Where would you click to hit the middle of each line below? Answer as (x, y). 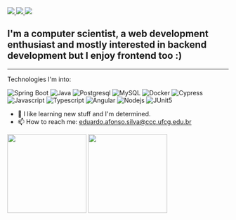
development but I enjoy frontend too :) (95, 56)
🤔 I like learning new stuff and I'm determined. (84, 114)
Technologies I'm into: (39, 79)
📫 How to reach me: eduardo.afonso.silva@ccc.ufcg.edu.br (104, 121)
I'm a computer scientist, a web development (108, 34)
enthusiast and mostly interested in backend (107, 45)
